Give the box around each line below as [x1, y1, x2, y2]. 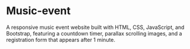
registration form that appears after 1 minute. [6, 36, 116, 43]
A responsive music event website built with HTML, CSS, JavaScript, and [6, 24, 185, 31]
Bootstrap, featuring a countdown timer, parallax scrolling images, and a [6, 30, 182, 37]
